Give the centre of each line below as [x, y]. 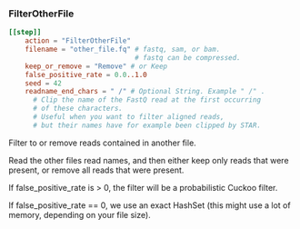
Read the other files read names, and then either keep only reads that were [149, 160]
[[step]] [25, 33]
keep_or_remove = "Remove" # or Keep [96, 66]
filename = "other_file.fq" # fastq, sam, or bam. [123, 50]
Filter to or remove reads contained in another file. [102, 143]
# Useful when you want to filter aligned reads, [128, 117]
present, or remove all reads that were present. [96, 170]
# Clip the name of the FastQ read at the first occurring [146, 100]
